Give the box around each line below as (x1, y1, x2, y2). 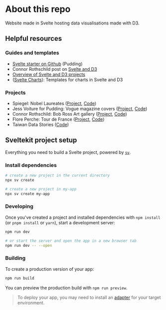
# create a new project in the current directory (5, 173, 110, 178)
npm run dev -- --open (5, 243, 52, 248)
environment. (17, 300, 45, 306)
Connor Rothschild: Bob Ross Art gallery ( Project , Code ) (12, 111, 127, 117)
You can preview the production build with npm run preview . (5, 285, 128, 291)
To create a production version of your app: (5, 266, 94, 272)
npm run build (5, 276, 35, 281)
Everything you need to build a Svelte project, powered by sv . (5, 149, 131, 155)
